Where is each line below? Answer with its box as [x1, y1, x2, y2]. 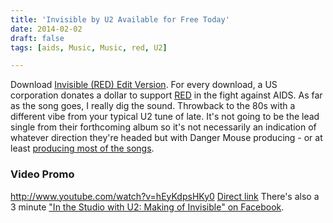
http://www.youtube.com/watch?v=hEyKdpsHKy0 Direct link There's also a [10, 190, 320, 202]
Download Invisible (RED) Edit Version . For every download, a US [10, 79, 278, 91]
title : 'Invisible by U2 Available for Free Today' [10, 14, 230, 25]
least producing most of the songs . [10, 142, 155, 155]
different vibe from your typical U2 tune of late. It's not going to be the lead [10, 111, 320, 123]
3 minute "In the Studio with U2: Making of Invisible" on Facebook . [10, 201, 285, 213]
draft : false [10, 33, 65, 43]
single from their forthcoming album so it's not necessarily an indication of [10, 121, 317, 133]
